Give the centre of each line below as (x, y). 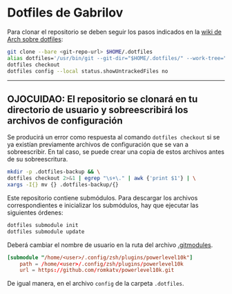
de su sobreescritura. (38, 159)
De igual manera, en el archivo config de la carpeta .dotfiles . (96, 284)
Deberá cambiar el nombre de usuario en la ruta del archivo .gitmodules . (110, 245)
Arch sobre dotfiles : (35, 39)
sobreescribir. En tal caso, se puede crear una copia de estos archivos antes (116, 152)
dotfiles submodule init (43, 225)
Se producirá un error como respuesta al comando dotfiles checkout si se (114, 137)
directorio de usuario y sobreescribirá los (98, 109)
